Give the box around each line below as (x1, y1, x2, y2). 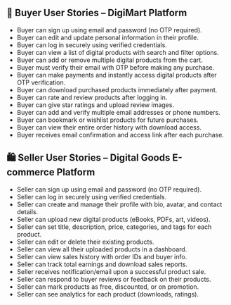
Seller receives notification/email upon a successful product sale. (16, 267, 206, 275)
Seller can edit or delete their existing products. (16, 237, 154, 246)
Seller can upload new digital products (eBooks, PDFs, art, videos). (16, 215, 211, 223)
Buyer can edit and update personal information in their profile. (16, 33, 199, 42)
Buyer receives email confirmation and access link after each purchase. (16, 130, 224, 139)
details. (16, 207, 39, 216)
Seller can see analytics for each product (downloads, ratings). (16, 290, 199, 298)
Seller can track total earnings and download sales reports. (16, 260, 187, 268)
